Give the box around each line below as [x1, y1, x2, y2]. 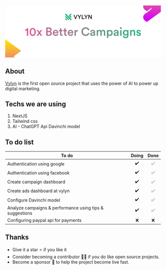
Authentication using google [7, 161, 65, 166]
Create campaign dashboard [7, 179, 66, 185]
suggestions [7, 210, 33, 216]
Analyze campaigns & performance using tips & [7, 205, 104, 211]
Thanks [5, 233, 29, 242]
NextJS [12, 113, 28, 119]
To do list [5, 138, 34, 146]
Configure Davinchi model [7, 197, 60, 203]
